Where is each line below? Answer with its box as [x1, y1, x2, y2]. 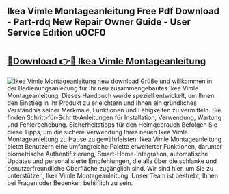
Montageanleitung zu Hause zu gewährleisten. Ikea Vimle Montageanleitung [7, 135, 222, 143]
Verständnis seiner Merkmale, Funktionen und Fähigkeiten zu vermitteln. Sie [7, 106, 221, 114]
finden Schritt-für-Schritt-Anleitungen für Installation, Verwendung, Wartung [7, 113, 222, 121]
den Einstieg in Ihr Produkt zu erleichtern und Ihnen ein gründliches [7, 99, 197, 107]
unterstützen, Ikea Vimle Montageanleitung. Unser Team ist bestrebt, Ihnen [7, 171, 219, 180]
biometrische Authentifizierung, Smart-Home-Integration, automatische [7, 150, 208, 158]
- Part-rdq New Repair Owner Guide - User [7, 16, 191, 28]
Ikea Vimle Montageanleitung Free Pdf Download [7, 5, 220, 17]
